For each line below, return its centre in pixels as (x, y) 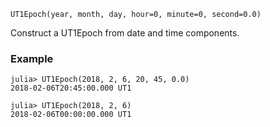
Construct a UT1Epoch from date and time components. (125, 33)
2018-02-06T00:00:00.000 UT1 (71, 115)
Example (32, 58)
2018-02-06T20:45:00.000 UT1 (71, 88)
